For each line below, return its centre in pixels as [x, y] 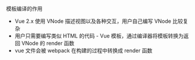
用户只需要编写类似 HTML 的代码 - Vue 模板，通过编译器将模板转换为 [99, 36]
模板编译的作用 [24, 9]
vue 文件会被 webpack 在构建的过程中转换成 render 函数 [83, 51]
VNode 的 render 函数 [48, 43]
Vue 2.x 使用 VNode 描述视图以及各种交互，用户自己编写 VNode [93, 21]
